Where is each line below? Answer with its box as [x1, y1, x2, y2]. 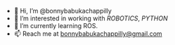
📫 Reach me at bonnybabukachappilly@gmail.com [13, 30, 163, 38]
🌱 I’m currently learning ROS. [13, 22, 98, 30]
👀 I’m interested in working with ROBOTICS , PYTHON [13, 14, 169, 22]
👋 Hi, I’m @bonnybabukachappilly [13, 7, 112, 15]
